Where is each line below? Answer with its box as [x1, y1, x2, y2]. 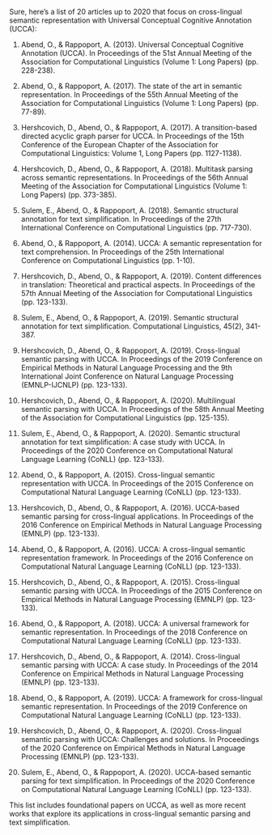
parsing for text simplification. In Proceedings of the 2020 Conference [20, 776, 256, 786]
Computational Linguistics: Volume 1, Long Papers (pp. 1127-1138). [20, 149, 242, 158]
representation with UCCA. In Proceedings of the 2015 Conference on [20, 479, 254, 488]
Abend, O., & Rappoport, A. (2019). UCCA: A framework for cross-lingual [20, 693, 263, 702]
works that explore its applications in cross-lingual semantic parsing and [9, 809, 251, 818]
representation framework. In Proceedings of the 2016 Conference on [20, 553, 253, 562]
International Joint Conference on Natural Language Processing [20, 371, 234, 381]
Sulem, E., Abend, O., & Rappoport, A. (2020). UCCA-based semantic [20, 768, 252, 777]
